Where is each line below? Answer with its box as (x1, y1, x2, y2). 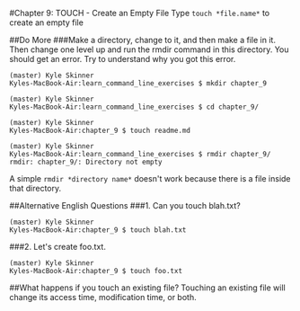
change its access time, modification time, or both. (9, 292, 197, 302)
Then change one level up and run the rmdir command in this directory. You (9, 44, 289, 55)
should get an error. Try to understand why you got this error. (9, 54, 236, 64)
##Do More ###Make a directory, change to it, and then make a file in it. (9, 35, 277, 45)
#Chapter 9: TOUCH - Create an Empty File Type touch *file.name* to (9, 8, 270, 18)
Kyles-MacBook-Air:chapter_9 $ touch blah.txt (9, 226, 187, 235)
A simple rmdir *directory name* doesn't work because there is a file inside (9, 173, 291, 183)
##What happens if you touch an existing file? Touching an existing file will (9, 282, 286, 293)
